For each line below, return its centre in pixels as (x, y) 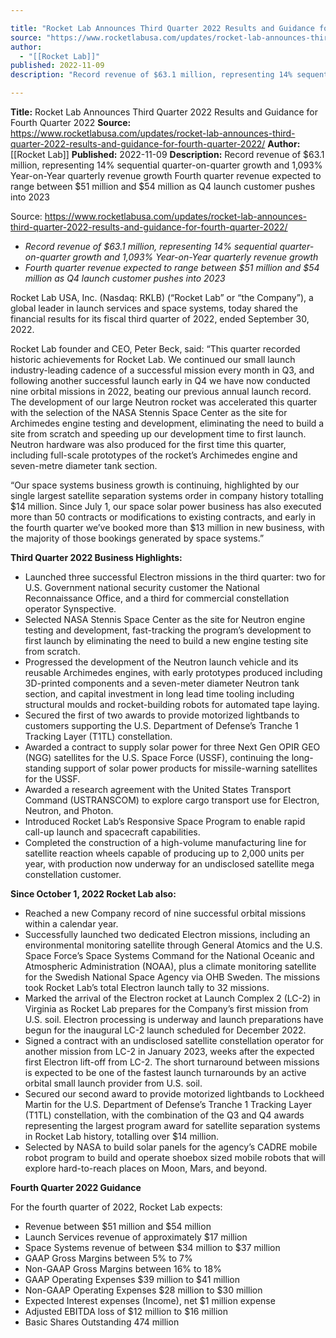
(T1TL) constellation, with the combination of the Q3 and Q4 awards (164, 1115)
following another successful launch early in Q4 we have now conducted (160, 380)
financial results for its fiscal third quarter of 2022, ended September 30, (160, 319)
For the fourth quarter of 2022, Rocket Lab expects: (116, 1207)
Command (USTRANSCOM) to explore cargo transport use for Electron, (172, 800)
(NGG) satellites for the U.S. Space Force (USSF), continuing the (157, 757)
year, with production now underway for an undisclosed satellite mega (169, 864)
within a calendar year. (71, 924)
